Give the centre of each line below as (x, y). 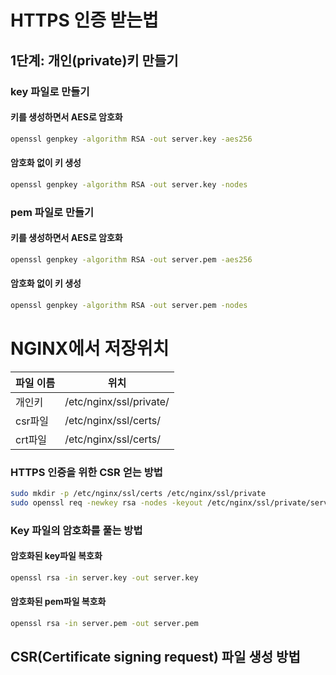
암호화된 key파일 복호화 (56, 556)
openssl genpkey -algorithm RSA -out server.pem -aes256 (131, 259)
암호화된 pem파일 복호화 (58, 602)
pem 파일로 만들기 (52, 212)
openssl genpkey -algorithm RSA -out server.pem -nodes (129, 305)
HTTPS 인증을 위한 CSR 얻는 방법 (86, 472)
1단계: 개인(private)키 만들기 (94, 60)
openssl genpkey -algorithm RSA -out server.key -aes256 (131, 139)
